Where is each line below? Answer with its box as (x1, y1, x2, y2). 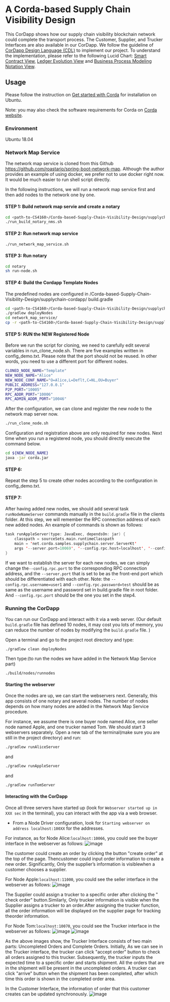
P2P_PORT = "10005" (5, 387, 42, 392)
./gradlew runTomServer (5, 783, 56, 788)
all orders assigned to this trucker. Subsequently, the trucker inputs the (5, 954, 153, 960)
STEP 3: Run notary (5, 252, 47, 258)
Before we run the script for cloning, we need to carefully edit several (5, 342, 150, 348)
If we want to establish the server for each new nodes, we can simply (5, 560, 150, 566)
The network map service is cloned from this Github (5, 161, 114, 167)
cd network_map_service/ (5, 315, 58, 320)
